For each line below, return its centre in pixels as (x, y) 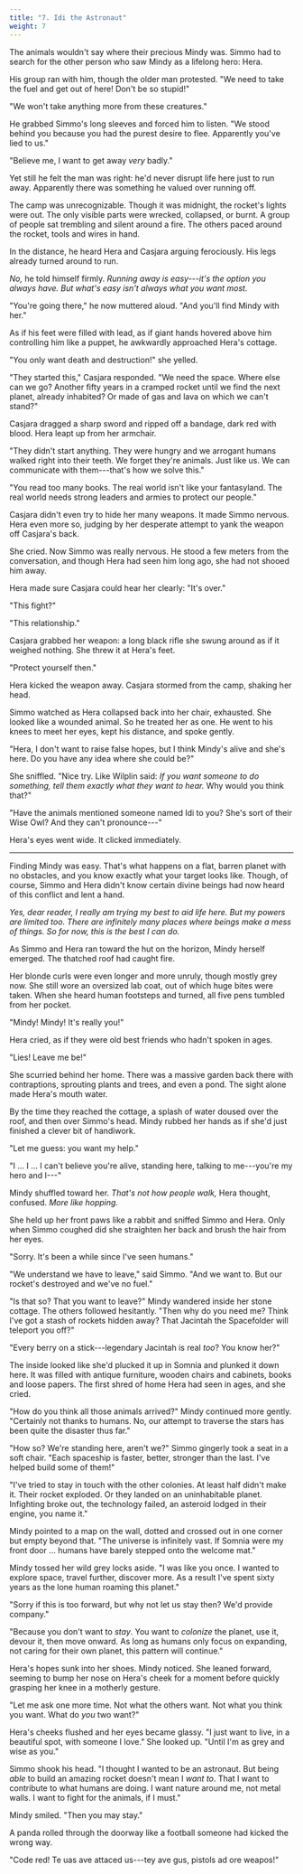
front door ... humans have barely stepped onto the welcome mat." (133, 1550)
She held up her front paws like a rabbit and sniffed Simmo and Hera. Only (147, 1220)
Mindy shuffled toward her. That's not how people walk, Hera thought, (140, 1193)
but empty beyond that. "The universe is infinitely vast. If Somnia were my (147, 1541)
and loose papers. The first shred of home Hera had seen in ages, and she (147, 1384)
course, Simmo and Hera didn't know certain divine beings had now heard (147, 885)
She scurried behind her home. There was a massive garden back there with (151, 1074)
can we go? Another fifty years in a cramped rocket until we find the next (145, 387)
